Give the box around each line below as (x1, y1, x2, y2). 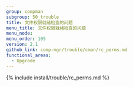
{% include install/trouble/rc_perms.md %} (6, 74, 110, 81)
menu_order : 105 (6, 36, 46, 42)
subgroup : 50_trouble (6, 14, 59, 20)
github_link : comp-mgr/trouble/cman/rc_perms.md (6, 47, 128, 53)
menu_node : (6, 31, 33, 36)
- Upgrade (11, 58, 35, 63)
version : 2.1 (6, 42, 38, 48)
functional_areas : (6, 52, 51, 58)
